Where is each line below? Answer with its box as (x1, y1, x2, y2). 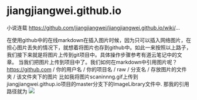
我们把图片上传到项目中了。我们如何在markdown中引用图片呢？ (23, 58, 178, 65)
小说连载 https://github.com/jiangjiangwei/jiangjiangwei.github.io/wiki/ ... (6, 24, 181, 31)
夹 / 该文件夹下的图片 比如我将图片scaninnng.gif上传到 (6, 73, 138, 80)
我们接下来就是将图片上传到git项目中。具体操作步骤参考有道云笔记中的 (6, 51, 178, 58)
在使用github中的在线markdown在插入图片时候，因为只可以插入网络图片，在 (6, 36, 192, 43)
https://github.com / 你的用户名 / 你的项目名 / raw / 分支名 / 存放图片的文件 (6, 65, 187, 73)
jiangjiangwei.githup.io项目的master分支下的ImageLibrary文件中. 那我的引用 (6, 80, 189, 87)
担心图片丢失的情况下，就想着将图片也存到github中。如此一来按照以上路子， (6, 44, 192, 51)
